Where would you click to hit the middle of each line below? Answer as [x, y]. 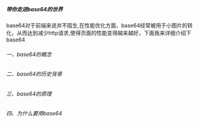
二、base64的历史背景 [34, 74]
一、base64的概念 [29, 54]
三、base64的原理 [29, 94]
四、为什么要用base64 [34, 114]
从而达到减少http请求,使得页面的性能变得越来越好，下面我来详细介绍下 [104, 32]
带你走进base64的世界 [35, 9]
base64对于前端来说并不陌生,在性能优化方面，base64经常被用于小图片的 [97, 25]
